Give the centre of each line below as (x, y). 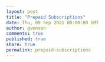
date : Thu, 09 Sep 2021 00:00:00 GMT (52, 22)
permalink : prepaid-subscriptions (49, 50)
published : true (26, 39)
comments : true (25, 34)
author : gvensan (26, 28)
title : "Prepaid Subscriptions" (46, 17)
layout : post (22, 12)
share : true (21, 45)
